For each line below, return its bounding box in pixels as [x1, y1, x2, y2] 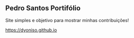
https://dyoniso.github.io [5, 27, 57, 33]
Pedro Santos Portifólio [5, 4, 81, 12]
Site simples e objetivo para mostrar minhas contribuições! [5, 17, 129, 23]
